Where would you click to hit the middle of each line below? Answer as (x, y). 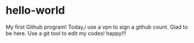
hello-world (36, 10)
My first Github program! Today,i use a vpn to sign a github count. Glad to (97, 27)
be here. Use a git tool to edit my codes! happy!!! (66, 33)
